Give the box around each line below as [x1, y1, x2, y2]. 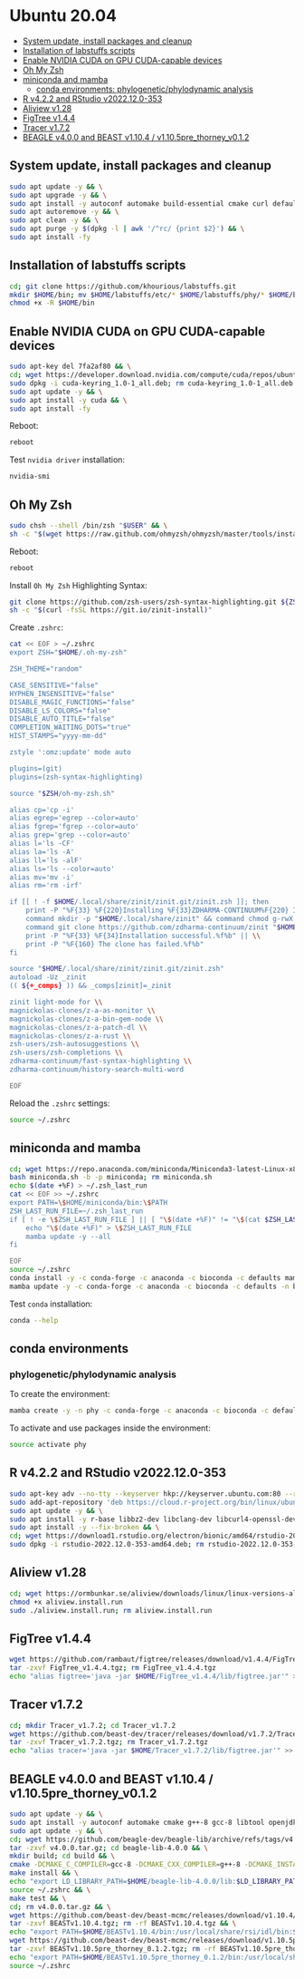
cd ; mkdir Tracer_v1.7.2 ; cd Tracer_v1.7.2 [9, 1721, 176, 1730]
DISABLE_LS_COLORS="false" [9, 706, 111, 715]
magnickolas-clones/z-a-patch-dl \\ [9, 1023, 147, 1032]
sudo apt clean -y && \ [9, 216, 100, 225]
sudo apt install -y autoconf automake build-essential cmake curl [9, 199, 270, 209]
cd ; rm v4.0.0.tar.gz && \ [9, 1902, 111, 1911]
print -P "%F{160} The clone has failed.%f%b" [25, 939, 204, 948]
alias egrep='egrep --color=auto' [9, 813, 140, 823]
